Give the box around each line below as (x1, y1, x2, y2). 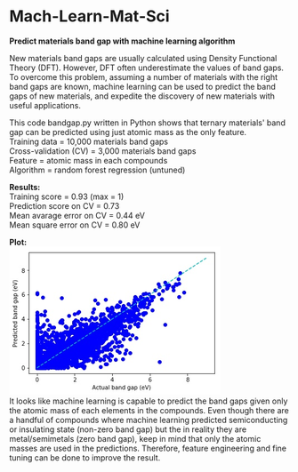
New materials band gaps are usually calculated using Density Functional (9, 52, 278, 63)
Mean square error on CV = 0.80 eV (9, 220, 141, 230)
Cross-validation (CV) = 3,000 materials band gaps (9, 145, 197, 156)
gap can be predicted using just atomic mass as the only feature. (9, 126, 247, 137)
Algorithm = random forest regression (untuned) (9, 164, 186, 175)
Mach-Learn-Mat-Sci (9, 6, 171, 27)
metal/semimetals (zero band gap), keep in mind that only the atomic (9, 433, 262, 444)
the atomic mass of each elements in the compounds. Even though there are (9, 404, 289, 415)
